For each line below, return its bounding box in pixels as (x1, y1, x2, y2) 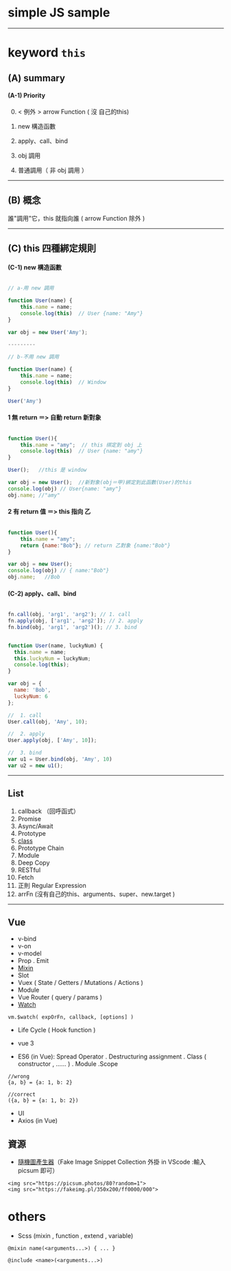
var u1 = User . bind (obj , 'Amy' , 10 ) (8, 756, 112, 763)
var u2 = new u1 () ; (8, 762, 64, 769)
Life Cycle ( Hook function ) (17, 1026, 96, 1034)
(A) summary (8, 72, 66, 84)
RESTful (17, 865, 41, 874)
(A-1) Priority (8, 91, 46, 100)
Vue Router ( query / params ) (17, 993, 102, 1001)
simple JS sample (8, 5, 110, 21)
